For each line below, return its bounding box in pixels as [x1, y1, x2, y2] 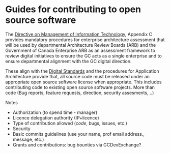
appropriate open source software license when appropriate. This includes [5, 79, 162, 85]
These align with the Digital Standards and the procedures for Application [5, 68, 159, 74]
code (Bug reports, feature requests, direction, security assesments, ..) [5, 89, 154, 96]
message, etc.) [12, 136, 44, 142]
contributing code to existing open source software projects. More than [5, 84, 155, 90]
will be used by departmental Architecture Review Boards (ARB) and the [5, 42, 156, 48]
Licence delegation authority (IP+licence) [12, 114, 99, 120]
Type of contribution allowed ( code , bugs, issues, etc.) [12, 120, 127, 126]
